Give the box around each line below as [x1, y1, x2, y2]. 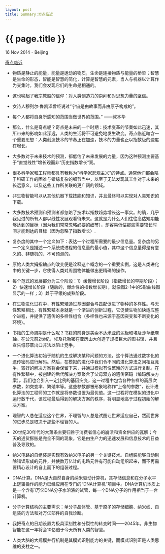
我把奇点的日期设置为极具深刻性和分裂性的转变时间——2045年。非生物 [12, 520, 157, 526]
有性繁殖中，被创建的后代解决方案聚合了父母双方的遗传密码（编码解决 [12, 371, 155, 377]
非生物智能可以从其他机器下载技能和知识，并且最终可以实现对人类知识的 [12, 193, 159, 199]
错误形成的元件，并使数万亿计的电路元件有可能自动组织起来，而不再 [16, 458, 155, 464]
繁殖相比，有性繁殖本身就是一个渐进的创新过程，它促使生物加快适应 [16, 307, 155, 313]
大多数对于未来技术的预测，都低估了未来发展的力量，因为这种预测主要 [12, 154, 155, 159]
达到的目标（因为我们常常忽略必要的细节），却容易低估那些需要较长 [16, 222, 153, 228]
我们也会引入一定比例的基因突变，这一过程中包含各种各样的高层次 [23, 377, 157, 383]
